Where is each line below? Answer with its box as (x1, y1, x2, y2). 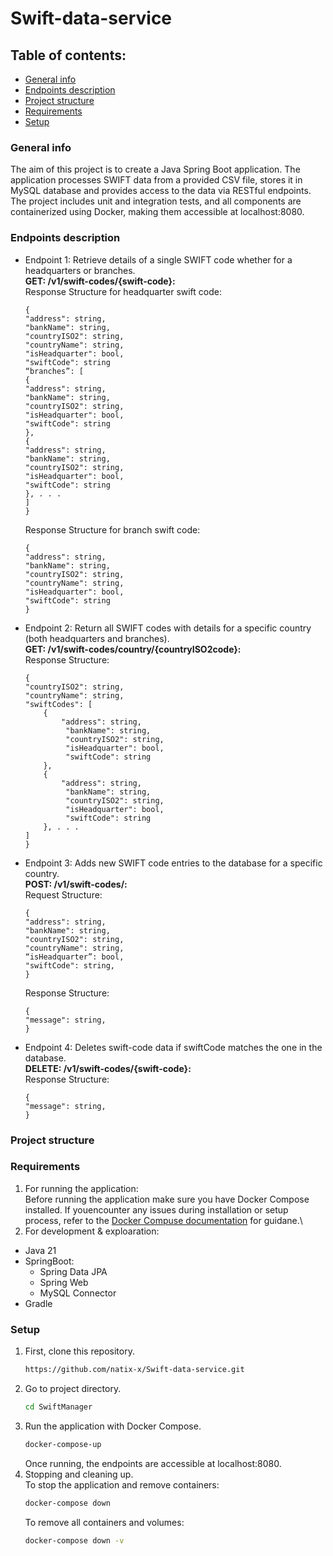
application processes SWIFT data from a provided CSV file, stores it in (10, 174, 303, 186)
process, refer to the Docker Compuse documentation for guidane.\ (24, 1214, 303, 1226)
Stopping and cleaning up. (24, 1468, 134, 1480)
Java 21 (24, 1244, 57, 1256)
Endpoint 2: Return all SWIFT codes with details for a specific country (24, 622, 312, 634)
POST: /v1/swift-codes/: (24, 878, 128, 890)
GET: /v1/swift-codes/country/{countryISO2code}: (24, 643, 242, 655)
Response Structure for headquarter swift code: (24, 285, 223, 297)
